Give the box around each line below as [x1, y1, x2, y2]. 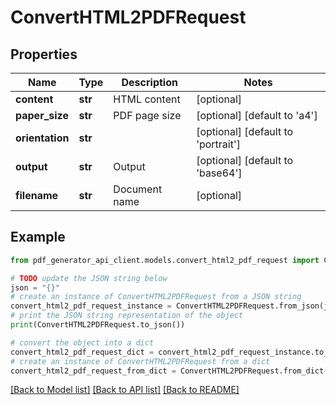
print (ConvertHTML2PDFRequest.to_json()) [10, 320, 186, 330]
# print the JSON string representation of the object [10, 311, 244, 321]
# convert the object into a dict [10, 337, 155, 348]
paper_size [15, 109, 69, 122]
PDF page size [113, 109, 182, 122]
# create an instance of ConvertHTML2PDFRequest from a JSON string [10, 292, 302, 302]
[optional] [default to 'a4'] [196, 109, 318, 122]
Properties [10, 46, 78, 63]
